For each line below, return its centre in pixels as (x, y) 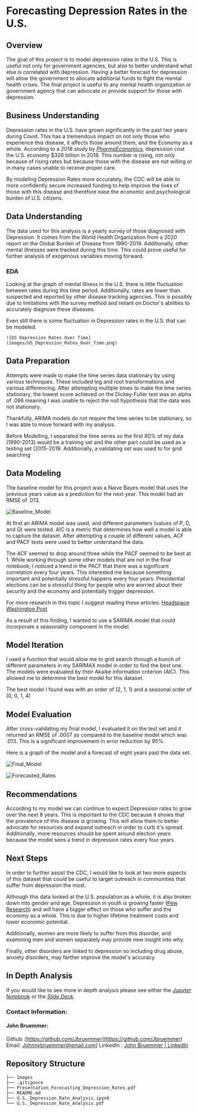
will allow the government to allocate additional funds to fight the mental (94, 78)
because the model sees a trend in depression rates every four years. (91, 839)
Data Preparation (38, 361)
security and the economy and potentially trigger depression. (81, 591)
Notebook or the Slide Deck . (40, 996)
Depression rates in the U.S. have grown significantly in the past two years (97, 130)
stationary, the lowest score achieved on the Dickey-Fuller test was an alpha (99, 394)
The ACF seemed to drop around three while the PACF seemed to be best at (98, 553)
